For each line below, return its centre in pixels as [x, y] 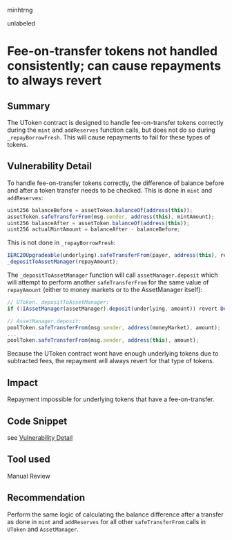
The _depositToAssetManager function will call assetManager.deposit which [113, 275]
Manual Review [29, 476]
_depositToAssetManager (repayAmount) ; [63, 262]
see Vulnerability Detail [40, 437]
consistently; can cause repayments [114, 66]
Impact [22, 383]
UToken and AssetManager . [43, 529]
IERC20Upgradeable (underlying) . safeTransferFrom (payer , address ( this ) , [112, 255]
